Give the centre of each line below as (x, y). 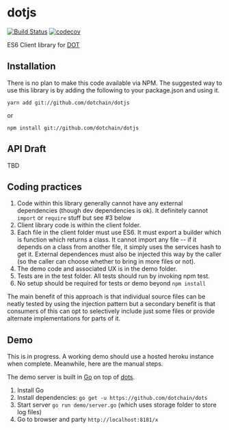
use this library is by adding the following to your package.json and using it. (113, 90)
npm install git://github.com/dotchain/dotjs (73, 128)
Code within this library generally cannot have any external (100, 203)
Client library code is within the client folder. (79, 225)
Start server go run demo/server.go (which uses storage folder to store (117, 405)
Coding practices (44, 187)
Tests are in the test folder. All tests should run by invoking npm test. (113, 276)
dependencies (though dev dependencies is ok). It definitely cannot (112, 211)
